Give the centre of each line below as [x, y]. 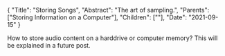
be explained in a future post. [49, 45]
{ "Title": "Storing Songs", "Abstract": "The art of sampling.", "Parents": [108, 10]
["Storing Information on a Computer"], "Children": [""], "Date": [97, 17]
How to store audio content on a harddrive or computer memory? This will [112, 38]
